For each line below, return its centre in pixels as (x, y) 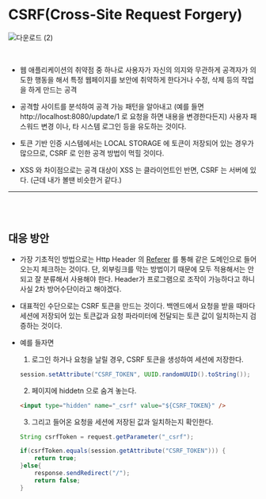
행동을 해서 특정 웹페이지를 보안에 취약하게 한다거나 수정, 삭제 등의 (137, 79)
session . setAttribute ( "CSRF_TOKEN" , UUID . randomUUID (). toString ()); (135, 374)
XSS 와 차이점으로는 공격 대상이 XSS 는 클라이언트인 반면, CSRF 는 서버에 (134, 170)
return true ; (56, 459)
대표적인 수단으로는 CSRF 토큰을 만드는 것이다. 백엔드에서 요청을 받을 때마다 (137, 305)
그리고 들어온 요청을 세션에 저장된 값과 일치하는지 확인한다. (122, 421)
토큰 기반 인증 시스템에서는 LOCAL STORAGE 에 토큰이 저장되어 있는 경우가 (137, 143)
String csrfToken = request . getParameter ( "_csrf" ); (106, 437)
